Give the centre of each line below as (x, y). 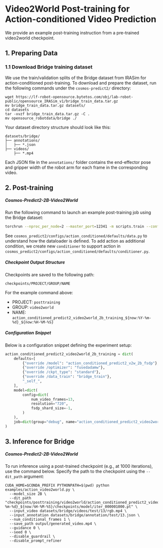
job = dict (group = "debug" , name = (45, 422)
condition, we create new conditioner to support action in (63, 246)
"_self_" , (32, 381)
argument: (34, 477)
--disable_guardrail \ (32, 537)
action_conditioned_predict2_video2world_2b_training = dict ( (69, 354)
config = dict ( (36, 395)
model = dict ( (26, 390)
